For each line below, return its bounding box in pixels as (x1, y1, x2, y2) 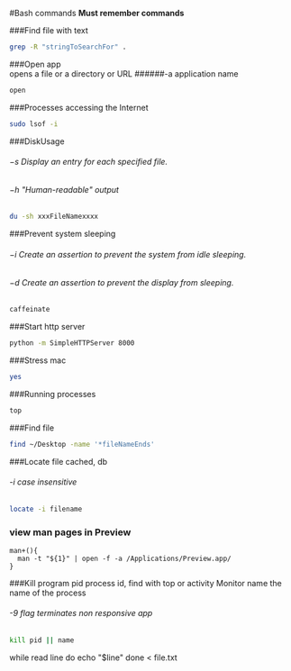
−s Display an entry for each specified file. (9, 157, 168, 168)
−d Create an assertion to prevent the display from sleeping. (9, 277, 234, 287)
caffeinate (9, 305, 50, 314)
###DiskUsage (9, 135, 65, 147)
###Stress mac (9, 355, 67, 366)
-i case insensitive (9, 476, 77, 487)
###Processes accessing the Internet (9, 102, 149, 113)
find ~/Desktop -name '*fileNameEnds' (9, 440, 155, 449)
